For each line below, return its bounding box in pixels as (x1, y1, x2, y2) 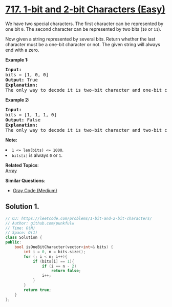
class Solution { (5, 235, 42, 240)
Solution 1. (5, 202, 39, 211)
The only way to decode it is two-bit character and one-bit (5, 87, 162, 93)
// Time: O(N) (5, 226, 36, 231)
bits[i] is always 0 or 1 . (12, 152, 63, 158)
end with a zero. (5, 47, 39, 53)
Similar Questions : (5, 177, 46, 183)
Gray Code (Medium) (12, 187, 57, 193)
